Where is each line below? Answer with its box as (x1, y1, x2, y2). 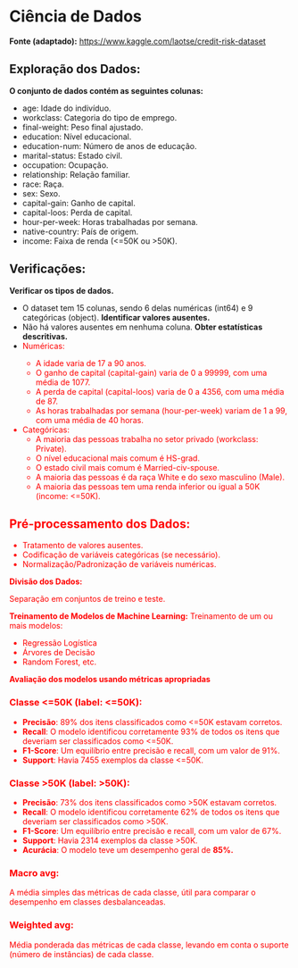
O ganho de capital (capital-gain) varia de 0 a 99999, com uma (35, 367, 268, 378)
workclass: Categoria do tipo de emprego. (21, 112, 178, 122)
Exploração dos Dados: (9, 62, 141, 77)
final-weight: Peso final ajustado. (21, 121, 144, 132)
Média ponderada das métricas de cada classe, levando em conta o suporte (9, 939, 289, 950)
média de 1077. (35, 377, 91, 388)
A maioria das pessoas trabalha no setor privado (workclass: (35, 433, 259, 444)
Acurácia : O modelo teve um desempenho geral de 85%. (21, 844, 234, 855)
